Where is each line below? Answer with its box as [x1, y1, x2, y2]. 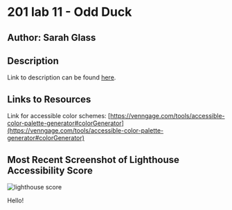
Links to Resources [7, 93, 91, 105]
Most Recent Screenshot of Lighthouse [7, 153, 180, 166]
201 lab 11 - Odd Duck [7, 4, 132, 20]
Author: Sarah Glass [7, 32, 96, 44]
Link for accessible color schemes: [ [7, 112, 111, 120]
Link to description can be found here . [7, 73, 116, 82]
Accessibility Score [7, 164, 93, 176]
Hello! [7, 196, 24, 204]
